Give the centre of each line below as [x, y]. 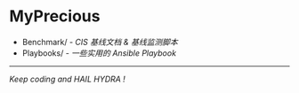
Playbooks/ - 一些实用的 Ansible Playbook [99, 53]
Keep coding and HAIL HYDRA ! [68, 79]
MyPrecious [55, 16]
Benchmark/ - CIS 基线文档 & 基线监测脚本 [100, 42]
